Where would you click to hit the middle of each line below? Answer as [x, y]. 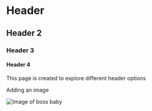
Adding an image [28, 90]
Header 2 [24, 33]
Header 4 [18, 65]
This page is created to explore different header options [76, 78]
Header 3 [20, 50]
